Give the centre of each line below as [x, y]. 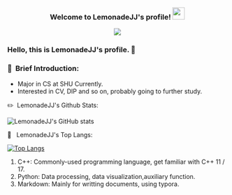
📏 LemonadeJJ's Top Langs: [50, 134]
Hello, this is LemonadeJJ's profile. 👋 [72, 50]
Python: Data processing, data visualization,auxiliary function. [106, 176]
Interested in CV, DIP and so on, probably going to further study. [110, 91]
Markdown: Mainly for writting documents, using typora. [98, 184]
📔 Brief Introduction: [43, 68]
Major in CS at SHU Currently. [60, 84]
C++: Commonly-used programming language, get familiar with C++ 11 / [121, 162]
